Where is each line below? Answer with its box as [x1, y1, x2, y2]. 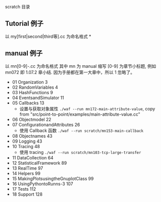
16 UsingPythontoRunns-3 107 [12, 180, 73, 187]
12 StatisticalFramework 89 [12, 160, 67, 166]
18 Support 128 [12, 191, 43, 197]
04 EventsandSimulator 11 [12, 95, 65, 101]
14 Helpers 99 [12, 170, 41, 176]
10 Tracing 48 [12, 143, 40, 149]
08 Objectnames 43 [12, 133, 53, 139]
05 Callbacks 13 [12, 100, 45, 106]
